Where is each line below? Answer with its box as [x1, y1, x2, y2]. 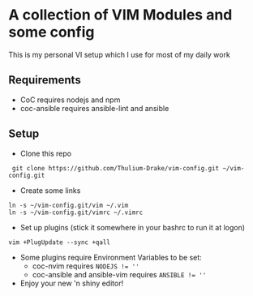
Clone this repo [19, 148, 71, 158]
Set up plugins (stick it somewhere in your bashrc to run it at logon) [19, 222, 246, 232]
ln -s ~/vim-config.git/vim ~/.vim [8, 201, 129, 209]
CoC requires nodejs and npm [19, 95, 121, 105]
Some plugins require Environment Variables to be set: [19, 252, 203, 262]
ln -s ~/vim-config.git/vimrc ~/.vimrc [8, 208, 144, 217]
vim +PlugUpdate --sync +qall [8, 238, 111, 247]
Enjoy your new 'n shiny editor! [19, 278, 124, 288]
